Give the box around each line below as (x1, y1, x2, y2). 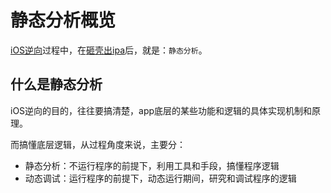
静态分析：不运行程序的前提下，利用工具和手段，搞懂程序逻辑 (24, 159, 280, 171)
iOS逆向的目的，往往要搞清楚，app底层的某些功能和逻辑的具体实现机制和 (10, 104, 313, 116)
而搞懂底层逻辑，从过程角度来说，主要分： (10, 138, 186, 150)
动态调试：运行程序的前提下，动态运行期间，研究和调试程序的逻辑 (24, 172, 297, 184)
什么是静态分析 (10, 76, 103, 93)
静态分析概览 (10, 9, 117, 32)
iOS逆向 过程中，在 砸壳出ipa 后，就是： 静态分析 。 (10, 44, 208, 56)
